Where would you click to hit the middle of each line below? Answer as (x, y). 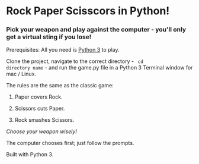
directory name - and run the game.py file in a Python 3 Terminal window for (99, 68)
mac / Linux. (21, 74)
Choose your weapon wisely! (41, 131)
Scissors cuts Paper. (40, 109)
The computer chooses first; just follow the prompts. (70, 143)
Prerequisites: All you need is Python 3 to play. (63, 50)
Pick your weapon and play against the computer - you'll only (96, 30)
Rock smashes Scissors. (44, 120)
